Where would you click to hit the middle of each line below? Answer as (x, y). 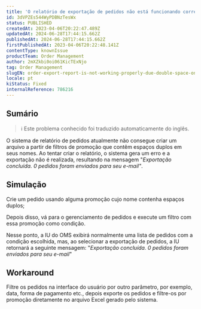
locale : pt (20, 78)
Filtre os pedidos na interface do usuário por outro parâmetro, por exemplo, (99, 287)
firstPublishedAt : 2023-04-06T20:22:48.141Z (63, 45)
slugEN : (16, 73)
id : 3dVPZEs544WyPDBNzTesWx (41, 17)
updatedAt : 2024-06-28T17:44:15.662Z (53, 34)
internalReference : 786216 (40, 90)
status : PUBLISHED (29, 23)
